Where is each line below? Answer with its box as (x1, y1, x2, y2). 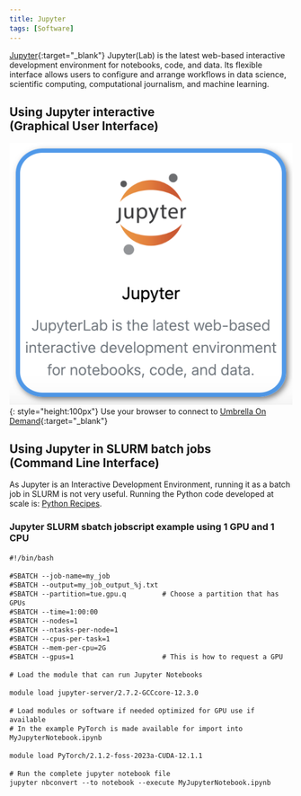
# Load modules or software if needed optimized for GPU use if (9, 706, 255, 715)
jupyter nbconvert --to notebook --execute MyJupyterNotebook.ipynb (9, 778, 271, 787)
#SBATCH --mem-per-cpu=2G (9, 643, 106, 652)
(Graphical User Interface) (9, 118, 159, 134)
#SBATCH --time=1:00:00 (9, 607, 99, 616)
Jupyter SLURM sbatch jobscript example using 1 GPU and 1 (9, 521, 275, 534)
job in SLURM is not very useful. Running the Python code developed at (9, 489, 274, 500)
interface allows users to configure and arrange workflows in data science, (9, 68, 287, 80)
